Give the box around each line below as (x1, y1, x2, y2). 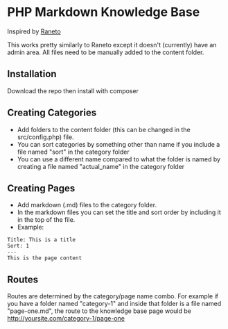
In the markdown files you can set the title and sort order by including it (17, 208, 221, 216)
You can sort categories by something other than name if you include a (17, 140, 220, 148)
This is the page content (7, 255, 82, 262)
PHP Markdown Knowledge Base (7, 4, 200, 20)
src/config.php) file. (17, 133, 74, 141)
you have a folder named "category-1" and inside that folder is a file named (7, 300, 222, 308)
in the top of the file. (17, 216, 76, 224)
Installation (7, 68, 57, 80)
